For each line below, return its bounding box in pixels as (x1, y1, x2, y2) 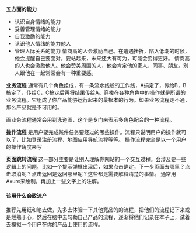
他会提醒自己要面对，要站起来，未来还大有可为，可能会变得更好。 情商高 (14, 55, 190, 61)
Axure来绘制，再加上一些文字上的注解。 (6, 178, 102, 184)
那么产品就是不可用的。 (6, 104, 62, 111)
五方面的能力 (6, 6, 37, 12)
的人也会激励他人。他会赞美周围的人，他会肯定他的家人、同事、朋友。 (14, 62, 184, 69)
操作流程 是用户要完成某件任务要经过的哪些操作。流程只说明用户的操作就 (6, 129, 181, 135)
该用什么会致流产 (6, 192, 47, 199)
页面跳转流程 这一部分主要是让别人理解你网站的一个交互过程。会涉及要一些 (6, 156, 187, 163)
